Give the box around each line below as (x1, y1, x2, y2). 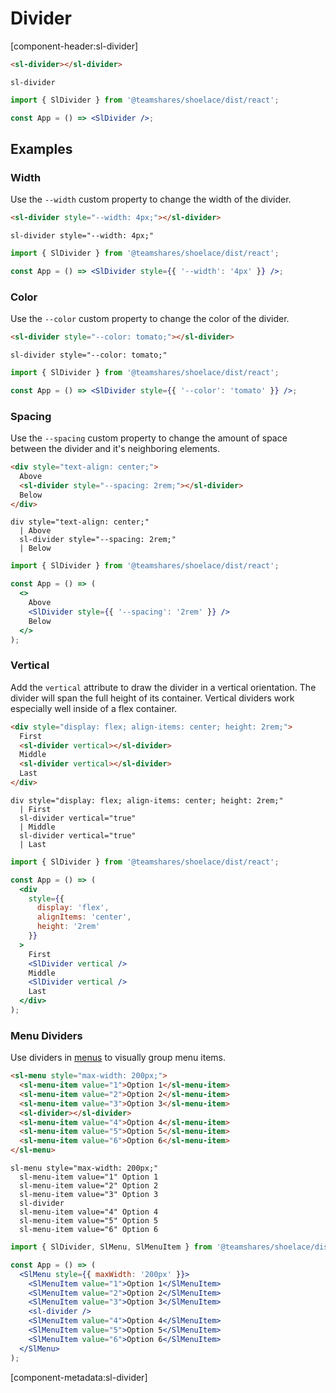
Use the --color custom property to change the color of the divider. (10, 313, 290, 325)
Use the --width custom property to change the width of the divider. (10, 193, 292, 206)
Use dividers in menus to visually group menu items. (10, 1052, 226, 1064)
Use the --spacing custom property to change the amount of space (10, 432, 288, 444)
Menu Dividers (10, 1028, 83, 1042)
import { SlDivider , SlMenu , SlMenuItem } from (10, 1242, 213, 1252)
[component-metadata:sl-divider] (10, 1371, 148, 1383)
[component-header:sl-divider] (10, 40, 139, 52)
